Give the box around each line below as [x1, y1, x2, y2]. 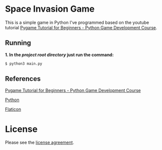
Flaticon [5, 106, 21, 112]
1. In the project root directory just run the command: [5, 52, 114, 57]
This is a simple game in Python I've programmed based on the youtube [5, 19, 149, 25]
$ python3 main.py [5, 61, 42, 66]
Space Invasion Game [5, 3, 95, 15]
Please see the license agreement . [5, 140, 74, 146]
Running [5, 39, 32, 47]
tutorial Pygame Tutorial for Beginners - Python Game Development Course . [5, 24, 157, 30]
